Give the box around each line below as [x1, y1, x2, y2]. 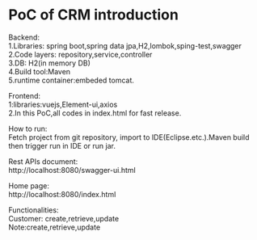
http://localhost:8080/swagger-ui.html [8, 165, 136, 175]
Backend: [8, 32, 40, 42]
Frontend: [8, 91, 41, 100]
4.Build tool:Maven [8, 66, 71, 76]
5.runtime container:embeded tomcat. [8, 75, 135, 85]
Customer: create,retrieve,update [8, 213, 120, 223]
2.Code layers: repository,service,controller [8, 49, 153, 59]
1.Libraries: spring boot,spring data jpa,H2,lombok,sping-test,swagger [8, 40, 242, 50]
